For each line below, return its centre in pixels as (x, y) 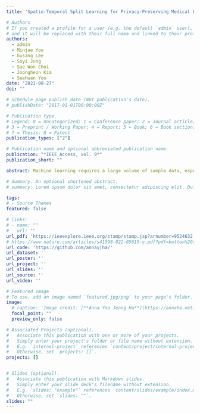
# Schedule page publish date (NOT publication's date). (78, 100)
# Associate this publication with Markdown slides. (76, 379)
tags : (13, 198)
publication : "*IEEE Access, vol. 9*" (54, 155)
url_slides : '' (25, 269)
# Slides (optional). (33, 374)
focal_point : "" (32, 313)
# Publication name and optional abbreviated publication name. (87, 149)
